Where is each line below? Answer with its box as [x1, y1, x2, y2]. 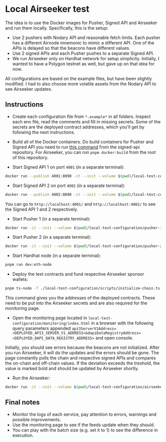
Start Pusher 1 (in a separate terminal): [12, 216, 90, 221]
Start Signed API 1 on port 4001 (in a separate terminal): [12, 164, 125, 170]
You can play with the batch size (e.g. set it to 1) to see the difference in [12, 427, 158, 433]
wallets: [12, 276, 28, 282]
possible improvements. [12, 416, 61, 422]
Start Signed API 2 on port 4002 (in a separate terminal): [12, 183, 125, 188]
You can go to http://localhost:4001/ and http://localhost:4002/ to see [5, 201, 156, 207]
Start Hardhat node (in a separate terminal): [12, 253, 101, 258]
